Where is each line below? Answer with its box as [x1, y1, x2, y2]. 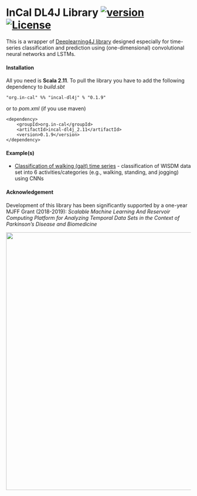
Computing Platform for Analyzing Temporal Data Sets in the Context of [6, 214, 180, 221]
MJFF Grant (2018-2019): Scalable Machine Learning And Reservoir [6, 208, 171, 215]
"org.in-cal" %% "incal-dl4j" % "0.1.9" [6, 95, 107, 101]
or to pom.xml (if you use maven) [6, 105, 86, 112]
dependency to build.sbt [6, 83, 65, 91]
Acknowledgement [6, 189, 54, 196]
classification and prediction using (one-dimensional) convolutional [22, 44, 185, 51]
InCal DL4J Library [6, 6, 98, 19]
